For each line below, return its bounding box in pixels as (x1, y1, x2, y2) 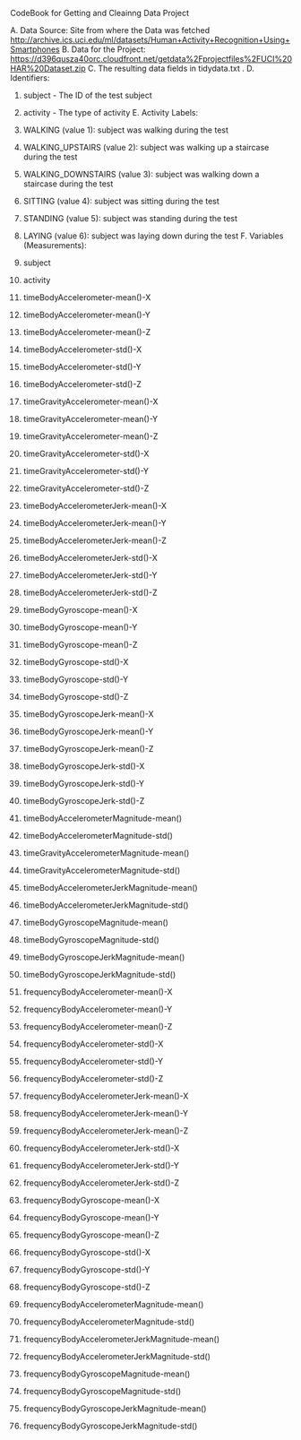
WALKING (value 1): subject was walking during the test (22, 125, 229, 135)
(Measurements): (22, 240, 88, 250)
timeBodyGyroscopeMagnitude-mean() (22, 918, 169, 927)
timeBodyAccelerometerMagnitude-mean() (22, 813, 183, 823)
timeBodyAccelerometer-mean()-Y (22, 309, 151, 320)
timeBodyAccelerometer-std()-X (22, 344, 142, 355)
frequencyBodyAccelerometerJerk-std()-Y (22, 1160, 180, 1170)
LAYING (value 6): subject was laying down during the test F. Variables (22, 230, 284, 241)
